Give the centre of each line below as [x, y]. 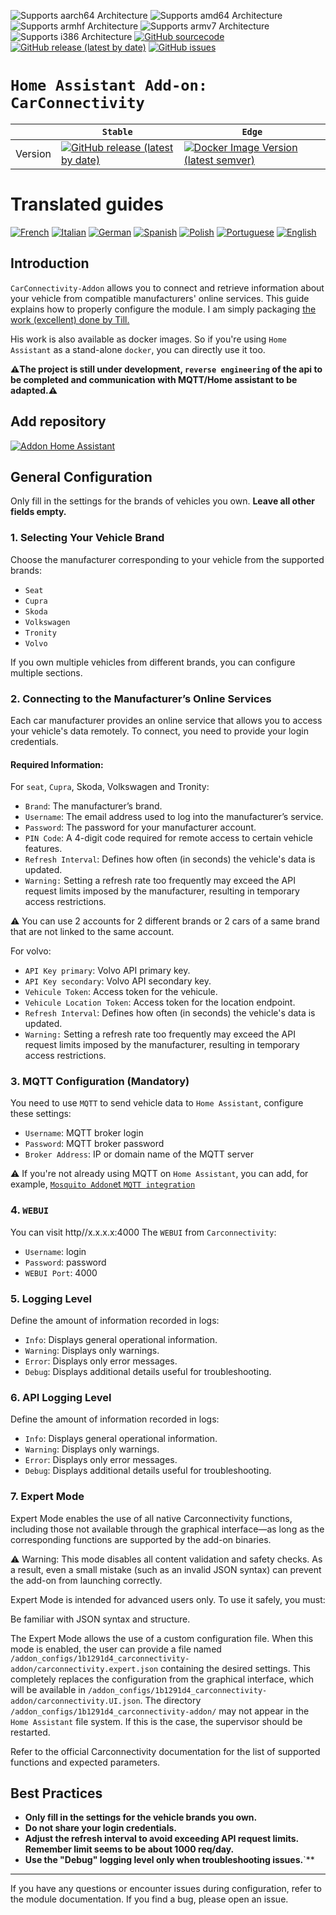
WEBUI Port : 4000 [61, 1272]
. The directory [170, 1700]
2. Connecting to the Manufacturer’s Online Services [141, 698]
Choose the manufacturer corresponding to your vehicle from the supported [167, 559]
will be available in [48, 1689]
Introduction [50, 263]
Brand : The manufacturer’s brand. [93, 806]
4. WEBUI [30, 1210]
